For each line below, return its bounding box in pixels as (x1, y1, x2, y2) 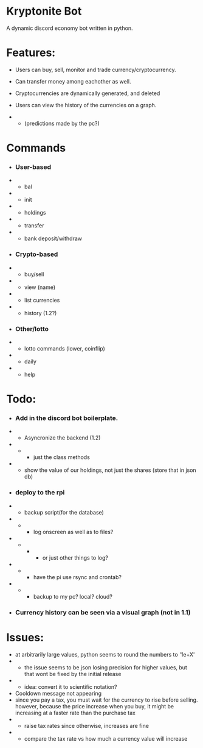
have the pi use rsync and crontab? (33, 573, 122, 580)
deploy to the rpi (15, 488, 65, 497)
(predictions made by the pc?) (24, 119, 100, 127)
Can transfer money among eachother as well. (15, 77, 131, 85)
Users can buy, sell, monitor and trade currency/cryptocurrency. (15, 66, 176, 73)
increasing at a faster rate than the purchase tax (15, 709, 136, 716)
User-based (15, 163, 52, 171)
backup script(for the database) (24, 508, 105, 516)
